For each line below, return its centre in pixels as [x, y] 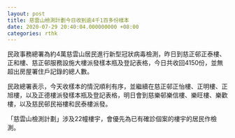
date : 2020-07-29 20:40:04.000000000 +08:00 [73, 27]
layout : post [26, 14]
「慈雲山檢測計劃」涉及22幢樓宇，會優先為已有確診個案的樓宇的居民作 [109, 119]
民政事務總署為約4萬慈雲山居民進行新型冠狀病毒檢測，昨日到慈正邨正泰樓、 [116, 54]
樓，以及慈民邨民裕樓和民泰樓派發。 [59, 104]
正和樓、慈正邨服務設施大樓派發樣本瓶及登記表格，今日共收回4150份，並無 [115, 63]
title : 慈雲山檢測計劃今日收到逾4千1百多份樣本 [68, 20]
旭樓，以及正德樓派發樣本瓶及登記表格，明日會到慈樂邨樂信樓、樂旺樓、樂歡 [117, 95]
